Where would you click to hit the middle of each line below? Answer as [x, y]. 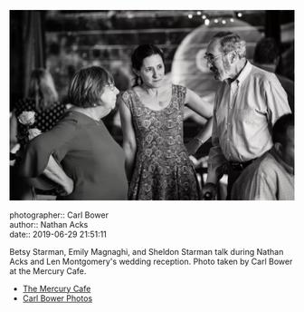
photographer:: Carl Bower [59, 215]
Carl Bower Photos [57, 298]
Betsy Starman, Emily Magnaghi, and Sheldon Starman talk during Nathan [147, 251]
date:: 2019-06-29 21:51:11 [58, 234]
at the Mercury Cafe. [48, 271]
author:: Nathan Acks [49, 224]
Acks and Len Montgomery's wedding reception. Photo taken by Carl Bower [151, 261]
